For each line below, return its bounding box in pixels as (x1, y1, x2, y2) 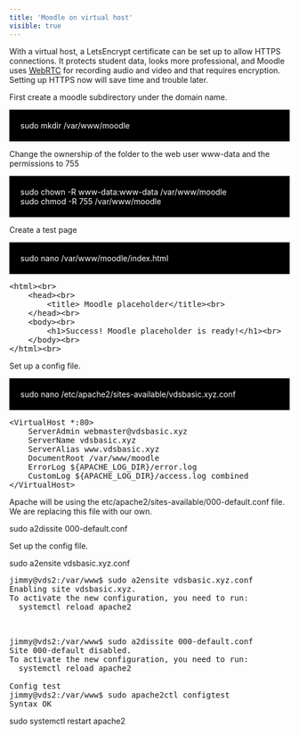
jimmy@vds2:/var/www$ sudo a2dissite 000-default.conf (9, 636, 254, 647)
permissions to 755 (9, 158, 80, 169)
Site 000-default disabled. (9, 645, 132, 656)
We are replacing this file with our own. (9, 506, 153, 516)
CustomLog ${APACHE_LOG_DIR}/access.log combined (28, 470, 249, 481)
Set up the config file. (9, 541, 89, 551)
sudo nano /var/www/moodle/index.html (20, 252, 169, 263)
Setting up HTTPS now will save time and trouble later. (9, 74, 209, 85)
